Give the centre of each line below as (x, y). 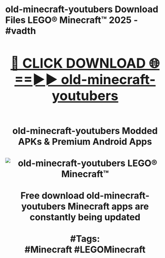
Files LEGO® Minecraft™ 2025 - (72, 20)
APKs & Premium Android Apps (85, 141)
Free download (52, 195)
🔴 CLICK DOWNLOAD (78, 63)
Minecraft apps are (108, 206)
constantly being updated (85, 217)
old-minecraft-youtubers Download (82, 9)
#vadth (21, 31)
